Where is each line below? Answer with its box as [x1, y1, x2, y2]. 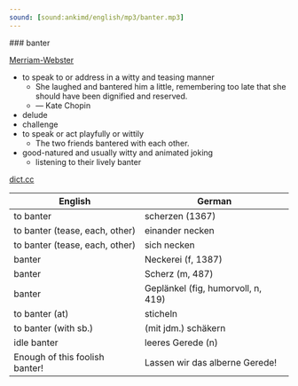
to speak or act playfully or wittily [21, 128, 145, 138]
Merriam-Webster [9, 54, 74, 65]
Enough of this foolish [13, 351, 105, 363]
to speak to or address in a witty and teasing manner [21, 72, 216, 83]
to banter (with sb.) [13, 321, 94, 334]
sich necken [145, 239, 195, 251]
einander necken [145, 224, 215, 236]
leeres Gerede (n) [145, 336, 219, 349]
